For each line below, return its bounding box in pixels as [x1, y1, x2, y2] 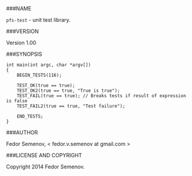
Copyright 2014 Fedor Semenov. [6, 163, 85, 170]
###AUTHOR [6, 129, 38, 136]
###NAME [6, 5, 31, 12]
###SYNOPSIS [6, 51, 43, 58]
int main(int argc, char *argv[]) [6, 62, 92, 68]
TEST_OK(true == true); [17, 82, 76, 88]
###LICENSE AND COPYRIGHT [6, 152, 83, 158]
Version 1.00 [6, 39, 37, 46]
